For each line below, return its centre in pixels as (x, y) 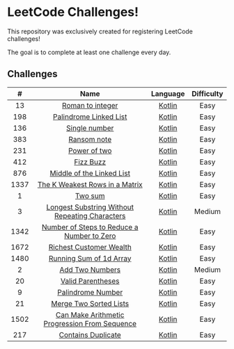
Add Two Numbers (90, 270)
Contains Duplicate (90, 334)
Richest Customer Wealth (90, 247)
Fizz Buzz (90, 162)
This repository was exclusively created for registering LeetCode (100, 31)
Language (168, 93)
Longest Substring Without (90, 207)
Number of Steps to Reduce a (90, 227)
